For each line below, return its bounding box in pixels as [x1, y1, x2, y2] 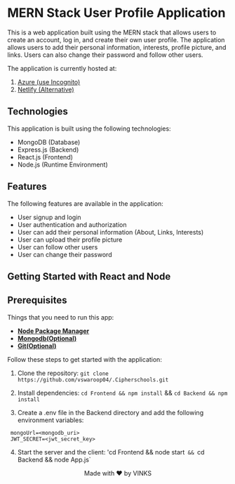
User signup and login [17, 213, 82, 221]
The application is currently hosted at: [7, 64, 117, 72]
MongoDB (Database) [17, 138, 81, 146]
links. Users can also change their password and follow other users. [7, 51, 203, 59]
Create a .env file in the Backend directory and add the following [17, 408, 204, 417]
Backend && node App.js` [17, 455, 91, 464]
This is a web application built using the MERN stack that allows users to [7, 28, 217, 37]
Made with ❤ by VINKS [83, 469, 152, 477]
